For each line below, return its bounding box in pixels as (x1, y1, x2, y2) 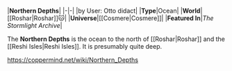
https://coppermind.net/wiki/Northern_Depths (7, 56, 139, 64)
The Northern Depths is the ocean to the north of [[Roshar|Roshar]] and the (7, 35, 226, 43)
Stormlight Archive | (7, 22, 63, 29)
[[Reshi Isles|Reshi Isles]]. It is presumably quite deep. (7, 42, 163, 50)
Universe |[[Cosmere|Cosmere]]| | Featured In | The (70, 14, 214, 22)
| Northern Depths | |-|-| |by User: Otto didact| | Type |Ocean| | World (7, 7, 201, 15)
